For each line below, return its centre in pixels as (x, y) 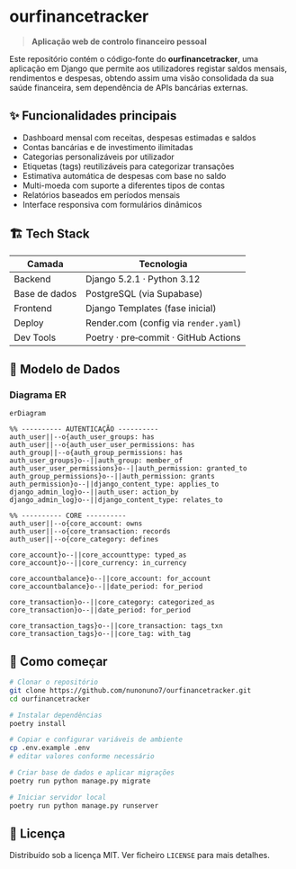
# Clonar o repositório (54, 682)
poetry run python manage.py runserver (84, 806)
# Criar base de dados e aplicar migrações (92, 773)
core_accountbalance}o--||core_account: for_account (110, 579)
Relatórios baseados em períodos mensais (101, 194)
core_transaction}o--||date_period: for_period (100, 610)
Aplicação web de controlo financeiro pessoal (119, 41)
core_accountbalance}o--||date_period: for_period (106, 587)
